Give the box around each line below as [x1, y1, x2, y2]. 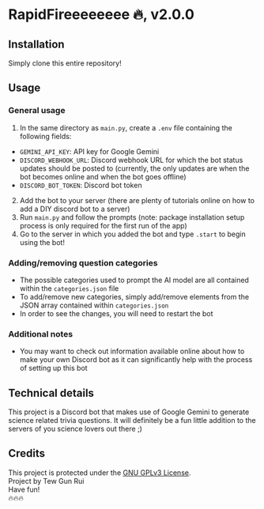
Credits [8, 447, 46, 460]
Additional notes [8, 328, 74, 339]
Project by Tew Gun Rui [8, 476, 85, 485]
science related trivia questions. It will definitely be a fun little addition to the [8, 416, 256, 425]
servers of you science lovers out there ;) [8, 424, 142, 434]
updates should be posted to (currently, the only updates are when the [19, 164, 250, 173]
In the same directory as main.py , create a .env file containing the [19, 123, 233, 132]
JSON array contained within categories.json [19, 300, 169, 310]
